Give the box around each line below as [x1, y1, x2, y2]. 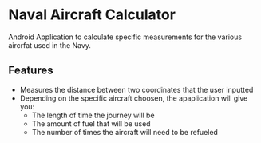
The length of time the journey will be [31, 110, 155, 120]
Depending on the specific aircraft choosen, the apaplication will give [19, 93, 248, 103]
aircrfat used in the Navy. [8, 40, 92, 50]
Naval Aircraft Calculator [8, 6, 176, 24]
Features [8, 64, 53, 77]
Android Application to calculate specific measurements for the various [8, 32, 242, 42]
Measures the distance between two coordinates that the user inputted [19, 85, 254, 94]
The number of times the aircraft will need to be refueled [31, 127, 218, 137]
